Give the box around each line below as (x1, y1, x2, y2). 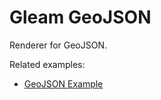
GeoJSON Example (23, 77, 104, 90)
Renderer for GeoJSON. (9, 39, 108, 51)
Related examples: (9, 58, 86, 70)
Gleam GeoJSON (9, 6, 152, 29)
